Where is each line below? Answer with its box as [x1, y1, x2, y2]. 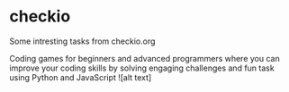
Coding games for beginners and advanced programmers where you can [9, 53, 281, 63]
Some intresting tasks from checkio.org [9, 36, 156, 46]
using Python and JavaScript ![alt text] [9, 71, 152, 82]
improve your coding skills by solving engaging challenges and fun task [9, 63, 275, 73]
